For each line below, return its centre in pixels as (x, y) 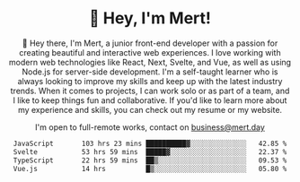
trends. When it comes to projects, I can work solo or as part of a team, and (150, 91)
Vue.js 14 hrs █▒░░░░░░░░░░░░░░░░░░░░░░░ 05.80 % (150, 169)
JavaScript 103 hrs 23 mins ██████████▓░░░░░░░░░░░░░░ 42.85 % (150, 143)
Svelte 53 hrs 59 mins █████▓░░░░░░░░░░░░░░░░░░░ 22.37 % (150, 152)
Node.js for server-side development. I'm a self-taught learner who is (150, 72)
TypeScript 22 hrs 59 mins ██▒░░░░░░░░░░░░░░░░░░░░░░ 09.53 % (150, 160)
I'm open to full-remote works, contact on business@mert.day (150, 127)
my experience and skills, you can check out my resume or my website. (150, 109)
